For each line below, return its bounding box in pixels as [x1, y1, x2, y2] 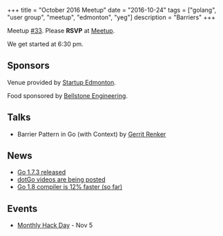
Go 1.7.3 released [17, 168, 66, 177]
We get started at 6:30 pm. [7, 40, 84, 48]
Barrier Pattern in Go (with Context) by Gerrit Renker [17, 130, 166, 138]
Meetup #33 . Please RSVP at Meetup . [7, 27, 115, 35]
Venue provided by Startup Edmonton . [7, 78, 116, 86]
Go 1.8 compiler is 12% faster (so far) [17, 183, 123, 191]
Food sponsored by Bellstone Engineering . [7, 91, 128, 99]
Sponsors [7, 60, 50, 72]
